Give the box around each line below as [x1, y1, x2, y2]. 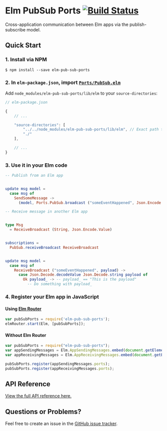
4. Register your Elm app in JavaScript [5, 294, 99, 301]
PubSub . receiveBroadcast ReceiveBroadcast [9, 245, 99, 250]
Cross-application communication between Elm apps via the [5, 21, 129, 27]
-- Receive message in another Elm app [5, 209, 88, 214]
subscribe [5, 26, 26, 32]
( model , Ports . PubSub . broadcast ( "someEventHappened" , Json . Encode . [18, 200, 164, 205]
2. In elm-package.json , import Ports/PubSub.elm [5, 79, 121, 86]
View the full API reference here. [5, 393, 72, 399]
